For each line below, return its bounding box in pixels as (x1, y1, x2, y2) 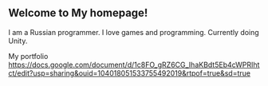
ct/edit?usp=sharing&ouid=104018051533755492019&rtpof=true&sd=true (8, 68, 251, 78)
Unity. (8, 36, 28, 45)
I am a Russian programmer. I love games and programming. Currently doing (8, 27, 259, 37)
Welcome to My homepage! (8, 6, 148, 20)
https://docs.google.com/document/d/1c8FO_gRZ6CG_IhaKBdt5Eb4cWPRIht (8, 60, 260, 69)
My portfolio (8, 51, 49, 61)
